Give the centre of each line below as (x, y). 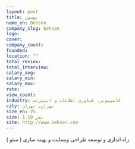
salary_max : (21, 84)
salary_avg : (21, 73)
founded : (17, 51)
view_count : (21, 95)
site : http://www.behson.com (42, 123)
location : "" (22, 56)
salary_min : (21, 78)
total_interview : (28, 67)
